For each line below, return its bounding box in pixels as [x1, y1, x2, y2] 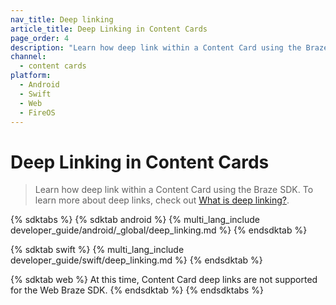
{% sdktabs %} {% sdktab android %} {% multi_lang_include [10, 214, 261, 226]
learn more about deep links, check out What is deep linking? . [34, 194, 290, 206]
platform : [10, 71, 52, 81]
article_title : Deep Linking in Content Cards [10, 24, 208, 34]
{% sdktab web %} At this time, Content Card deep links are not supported [10, 274, 318, 286]
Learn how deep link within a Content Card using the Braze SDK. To [34, 184, 314, 196]
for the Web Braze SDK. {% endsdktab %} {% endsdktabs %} [10, 284, 264, 296]
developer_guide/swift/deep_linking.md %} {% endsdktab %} [10, 254, 263, 266]
